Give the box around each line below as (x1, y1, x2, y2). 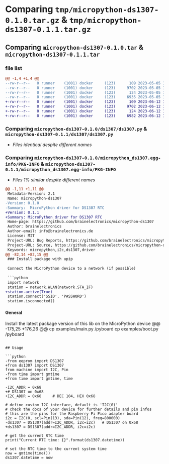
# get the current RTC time (5, 433, 64, 438)
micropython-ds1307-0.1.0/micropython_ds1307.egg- (34, 155, 161, 161)
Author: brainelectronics (7, 224, 62, 229)
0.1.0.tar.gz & (5, 14, 68, 26)
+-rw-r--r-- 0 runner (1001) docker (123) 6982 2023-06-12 (5, 113, 161, 119)
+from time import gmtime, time (5, 376, 73, 381)
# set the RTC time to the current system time (5, 446, 107, 451)
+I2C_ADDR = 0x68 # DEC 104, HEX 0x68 (5, 394, 96, 399)
